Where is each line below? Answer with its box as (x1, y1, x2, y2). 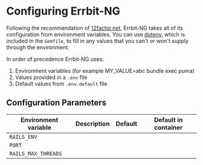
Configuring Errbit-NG (6, 4, 121, 18)
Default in (153, 115, 183, 124)
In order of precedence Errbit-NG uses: (6, 55, 105, 62)
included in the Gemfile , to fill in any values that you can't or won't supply (6, 37, 189, 44)
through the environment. (6, 44, 69, 51)
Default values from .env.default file (14, 80, 108, 87)
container (153, 123, 183, 132)
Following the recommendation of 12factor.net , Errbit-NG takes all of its (6, 24, 183, 32)
